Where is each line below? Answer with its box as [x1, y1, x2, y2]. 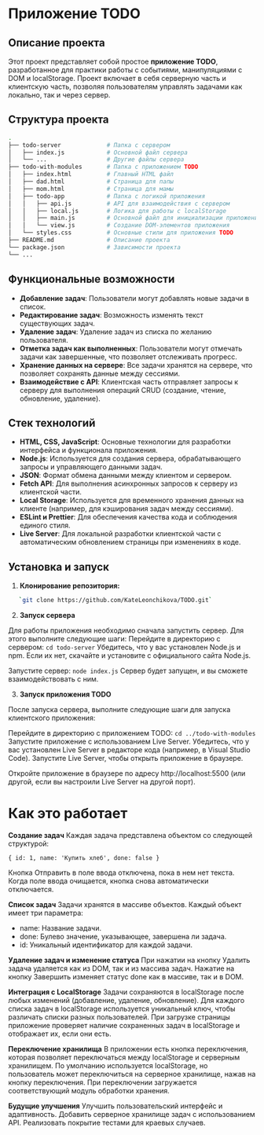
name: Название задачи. [19, 923, 102, 932]
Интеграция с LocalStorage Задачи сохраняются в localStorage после [8, 987, 245, 997]
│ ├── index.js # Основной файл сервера [8, 149, 189, 156]
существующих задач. [19, 318, 96, 328]
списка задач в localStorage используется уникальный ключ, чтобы [8, 1004, 236, 1013]
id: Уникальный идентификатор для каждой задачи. [19, 940, 192, 950]
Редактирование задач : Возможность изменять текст [19, 310, 204, 319]
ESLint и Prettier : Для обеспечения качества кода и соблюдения [19, 512, 237, 522]
